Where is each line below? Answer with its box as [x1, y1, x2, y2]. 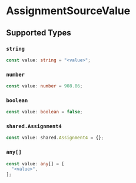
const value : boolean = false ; [6, 109, 83, 115]
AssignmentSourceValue [6, 4, 131, 18]
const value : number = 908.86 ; [6, 83, 83, 89]
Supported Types [6, 28, 72, 38]
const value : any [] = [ [6, 161, 65, 166]
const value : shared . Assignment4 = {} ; [6, 135, 104, 141]
